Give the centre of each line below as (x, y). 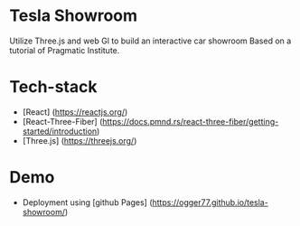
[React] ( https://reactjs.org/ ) (75, 112)
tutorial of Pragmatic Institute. (65, 50)
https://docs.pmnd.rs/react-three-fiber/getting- (191, 121)
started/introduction (60, 131)
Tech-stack (53, 87)
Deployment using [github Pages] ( (87, 202)
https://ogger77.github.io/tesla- (210, 202)
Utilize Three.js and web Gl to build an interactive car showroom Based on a (150, 41)
